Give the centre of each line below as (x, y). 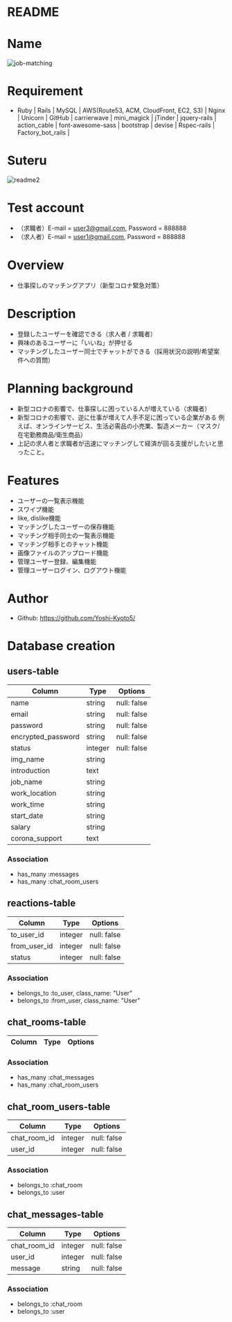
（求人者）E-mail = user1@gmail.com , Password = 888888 (101, 236)
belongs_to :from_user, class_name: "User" (79, 1000)
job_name (27, 782)
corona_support (36, 838)
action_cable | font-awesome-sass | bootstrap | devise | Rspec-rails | (116, 125)
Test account (46, 208)
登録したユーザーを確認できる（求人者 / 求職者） (87, 333)
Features (33, 480)
